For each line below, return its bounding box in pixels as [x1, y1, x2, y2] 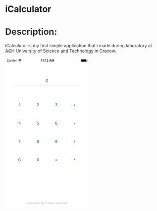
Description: [5, 26, 57, 38]
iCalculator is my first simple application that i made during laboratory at [5, 43, 152, 49]
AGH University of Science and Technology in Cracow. [5, 48, 116, 54]
